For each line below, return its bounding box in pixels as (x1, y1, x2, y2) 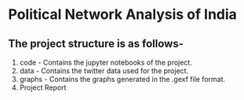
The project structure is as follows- (8, 37, 184, 50)
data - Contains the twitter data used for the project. (19, 66, 189, 76)
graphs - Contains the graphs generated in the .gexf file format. (19, 75, 226, 83)
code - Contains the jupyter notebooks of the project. (19, 57, 192, 67)
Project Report (19, 83, 67, 92)
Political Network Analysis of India (8, 6, 238, 24)
